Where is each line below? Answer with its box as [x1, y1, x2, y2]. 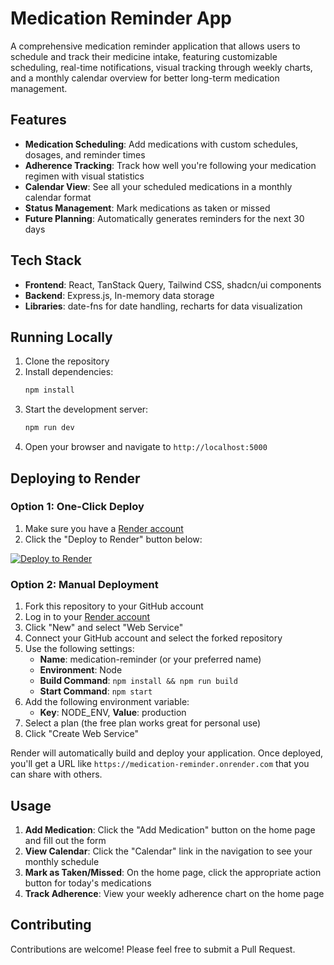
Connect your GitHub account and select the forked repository [24, 632, 283, 644]
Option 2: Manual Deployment [10, 577, 159, 591]
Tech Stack [10, 252, 82, 269]
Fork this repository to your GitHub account [24, 600, 204, 612]
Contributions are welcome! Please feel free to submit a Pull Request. [10, 943, 296, 955]
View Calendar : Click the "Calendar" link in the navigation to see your [24, 845, 313, 857]
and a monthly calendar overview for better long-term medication [10, 72, 280, 84]
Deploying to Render [10, 470, 141, 487]
